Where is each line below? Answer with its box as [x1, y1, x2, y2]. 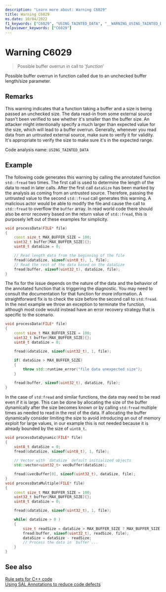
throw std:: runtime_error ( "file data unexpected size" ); [23, 367, 142, 372]
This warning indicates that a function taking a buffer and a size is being [5, 105, 152, 111]
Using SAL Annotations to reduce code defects [5, 581, 101, 587]
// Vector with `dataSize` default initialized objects [14, 458, 132, 463]
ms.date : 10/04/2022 [5, 16, 48, 21]
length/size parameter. [5, 78, 51, 84]
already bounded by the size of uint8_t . [5, 425, 86, 431]
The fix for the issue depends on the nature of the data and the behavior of [5, 280, 158, 286]
